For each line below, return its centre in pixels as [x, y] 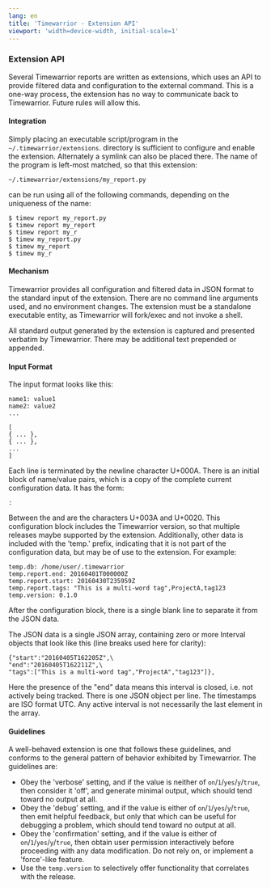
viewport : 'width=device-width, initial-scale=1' [94, 31]
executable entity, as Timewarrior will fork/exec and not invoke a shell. [126, 315]
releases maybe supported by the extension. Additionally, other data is [126, 535]
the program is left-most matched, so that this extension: [103, 165]
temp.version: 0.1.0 [43, 595]
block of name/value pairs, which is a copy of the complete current [120, 480]
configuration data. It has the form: [66, 488]
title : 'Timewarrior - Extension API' [74, 23]
